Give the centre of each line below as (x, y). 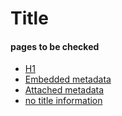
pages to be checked (55, 46)
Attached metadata (64, 90)
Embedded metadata (68, 79)
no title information (63, 101)
